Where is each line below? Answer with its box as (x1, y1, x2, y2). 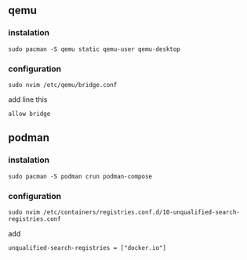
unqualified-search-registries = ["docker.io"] (8, 244, 167, 251)
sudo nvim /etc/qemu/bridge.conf (8, 81, 118, 88)
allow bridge (8, 110, 51, 117)
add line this (8, 95, 48, 104)
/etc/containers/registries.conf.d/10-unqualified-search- (42, 208, 241, 216)
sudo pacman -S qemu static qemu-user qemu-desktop (8, 45, 180, 53)
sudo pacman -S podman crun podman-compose (8, 172, 153, 180)
